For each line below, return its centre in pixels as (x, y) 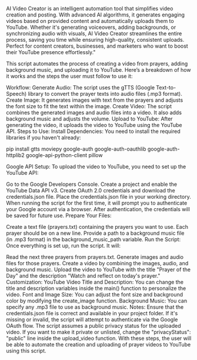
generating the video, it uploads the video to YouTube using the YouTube (94, 125)
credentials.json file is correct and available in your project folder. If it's (92, 313)
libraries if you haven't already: (44, 137)
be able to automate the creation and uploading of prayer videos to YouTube (98, 344)
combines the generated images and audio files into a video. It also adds (94, 112)
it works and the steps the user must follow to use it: (69, 76)
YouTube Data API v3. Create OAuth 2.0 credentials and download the (91, 190)
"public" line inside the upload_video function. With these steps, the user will (99, 338)
